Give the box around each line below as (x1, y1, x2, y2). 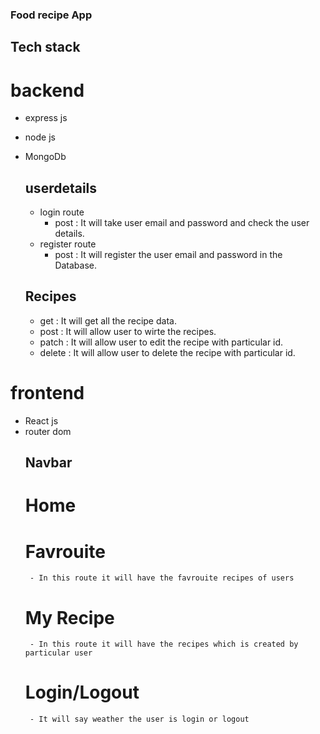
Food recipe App (10, 8, 93, 22)
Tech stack (10, 39, 81, 56)
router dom (24, 425, 72, 437)
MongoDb (24, 151, 67, 163)
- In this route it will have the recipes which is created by (29, 639, 299, 650)
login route (39, 206, 85, 218)
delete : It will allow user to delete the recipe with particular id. (39, 346, 296, 358)
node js (24, 131, 56, 143)
